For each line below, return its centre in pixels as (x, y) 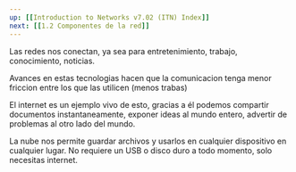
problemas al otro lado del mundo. (72, 123)
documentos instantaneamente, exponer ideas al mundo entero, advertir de (148, 114)
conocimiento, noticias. (52, 61)
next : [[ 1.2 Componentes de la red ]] (80, 26)
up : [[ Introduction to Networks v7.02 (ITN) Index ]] (110, 17)
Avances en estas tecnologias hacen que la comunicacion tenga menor (140, 78)
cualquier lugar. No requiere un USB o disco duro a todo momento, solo (141, 150)
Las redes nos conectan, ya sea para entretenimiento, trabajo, (124, 51)
